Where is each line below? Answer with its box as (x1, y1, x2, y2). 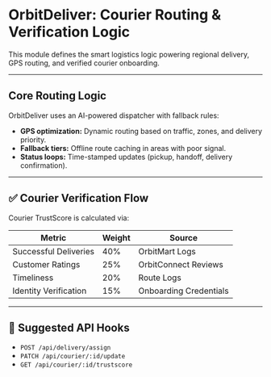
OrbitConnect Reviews (138, 258, 223, 270)
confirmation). (19, 160, 68, 170)
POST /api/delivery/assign (19, 344, 111, 352)
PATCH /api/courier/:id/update (19, 353, 126, 361)
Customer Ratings (12, 258, 81, 270)
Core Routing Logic (8, 89, 107, 103)
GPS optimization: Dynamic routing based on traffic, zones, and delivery (19, 126, 263, 136)
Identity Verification (12, 285, 87, 296)
